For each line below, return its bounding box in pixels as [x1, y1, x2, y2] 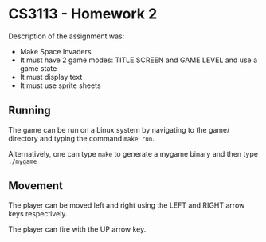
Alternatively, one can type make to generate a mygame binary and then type [8, 149, 259, 158]
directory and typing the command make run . [8, 133, 155, 143]
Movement [8, 179, 64, 192]
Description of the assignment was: [8, 31, 125, 41]
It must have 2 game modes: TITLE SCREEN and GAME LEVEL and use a [19, 55, 257, 65]
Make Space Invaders [19, 46, 92, 56]
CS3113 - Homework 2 [8, 5, 158, 23]
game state [19, 63, 57, 73]
